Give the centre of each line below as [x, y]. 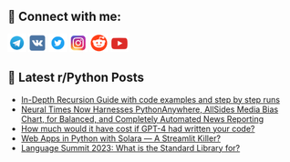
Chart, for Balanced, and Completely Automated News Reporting [142, 118]
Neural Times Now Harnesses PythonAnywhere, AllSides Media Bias [150, 109]
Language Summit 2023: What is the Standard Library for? [130, 147]
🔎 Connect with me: [64, 17]
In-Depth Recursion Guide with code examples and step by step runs [150, 99]
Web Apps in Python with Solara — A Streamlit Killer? [121, 138]
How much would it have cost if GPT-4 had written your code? [138, 128]
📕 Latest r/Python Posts [76, 78]
